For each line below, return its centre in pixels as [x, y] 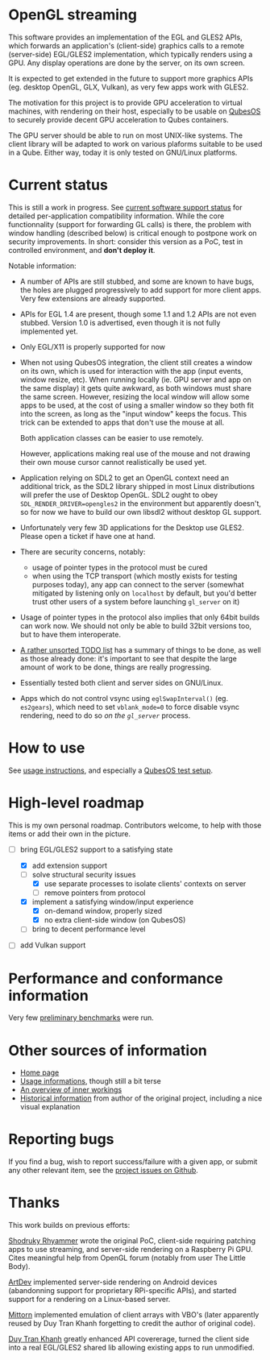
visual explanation [50, 1107]
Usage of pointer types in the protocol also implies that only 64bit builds [140, 617]
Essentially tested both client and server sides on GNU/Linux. [121, 682]
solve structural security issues [84, 874]
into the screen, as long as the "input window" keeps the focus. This [133, 413]
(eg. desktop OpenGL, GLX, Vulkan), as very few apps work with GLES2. [129, 87]
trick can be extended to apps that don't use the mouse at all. [122, 422]
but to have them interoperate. [70, 634]
